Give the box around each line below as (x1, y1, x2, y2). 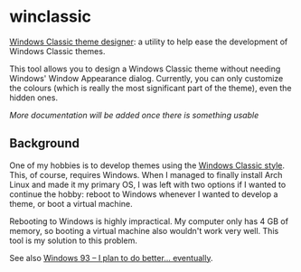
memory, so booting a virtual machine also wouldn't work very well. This (9, 225, 279, 236)
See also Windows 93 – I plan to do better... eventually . (9, 252, 213, 263)
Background (9, 136, 80, 151)
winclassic (9, 6, 92, 27)
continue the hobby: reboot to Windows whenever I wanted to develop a (9, 188, 278, 200)
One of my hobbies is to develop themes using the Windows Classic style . (9, 160, 286, 171)
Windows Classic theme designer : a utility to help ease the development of (9, 36, 288, 47)
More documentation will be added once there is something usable (9, 109, 259, 120)
